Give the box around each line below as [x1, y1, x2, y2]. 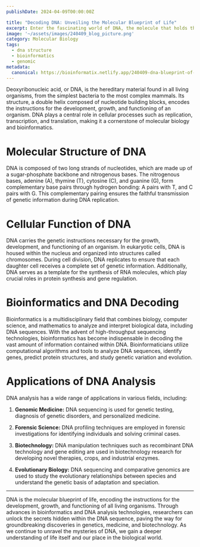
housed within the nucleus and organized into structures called [6, 250, 161, 257]
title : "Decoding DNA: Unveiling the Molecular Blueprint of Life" [6, 19, 177, 26]
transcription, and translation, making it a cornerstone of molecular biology [6, 118, 190, 125]
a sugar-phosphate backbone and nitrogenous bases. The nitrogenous [6, 171, 180, 178]
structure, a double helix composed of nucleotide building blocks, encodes [6, 99, 190, 106]
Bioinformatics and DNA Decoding [6, 296, 180, 309]
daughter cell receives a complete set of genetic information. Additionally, [6, 262, 187, 269]
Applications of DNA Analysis [6, 374, 156, 388]
